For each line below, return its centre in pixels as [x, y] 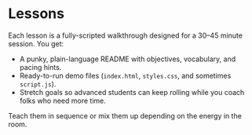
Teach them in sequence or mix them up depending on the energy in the [125, 115]
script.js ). [38, 84]
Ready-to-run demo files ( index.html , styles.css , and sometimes [125, 75]
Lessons [37, 14]
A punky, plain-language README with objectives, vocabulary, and [128, 59]
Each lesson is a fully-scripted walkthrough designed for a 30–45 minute [126, 35]
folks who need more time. [62, 100]
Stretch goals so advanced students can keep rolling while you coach [132, 92]
